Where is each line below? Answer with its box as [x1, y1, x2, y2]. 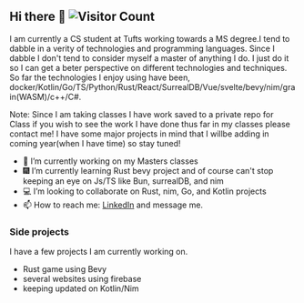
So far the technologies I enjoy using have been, [9, 72, 191, 83]
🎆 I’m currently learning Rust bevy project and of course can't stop [22, 165, 274, 176]
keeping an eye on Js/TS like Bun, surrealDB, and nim [22, 175, 225, 187]
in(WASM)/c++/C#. [9, 91, 82, 102]
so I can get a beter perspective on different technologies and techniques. [9, 62, 288, 73]
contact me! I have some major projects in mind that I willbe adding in [9, 128, 270, 139]
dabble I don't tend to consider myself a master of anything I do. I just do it [9, 52, 289, 64]
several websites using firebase [22, 274, 142, 285]
